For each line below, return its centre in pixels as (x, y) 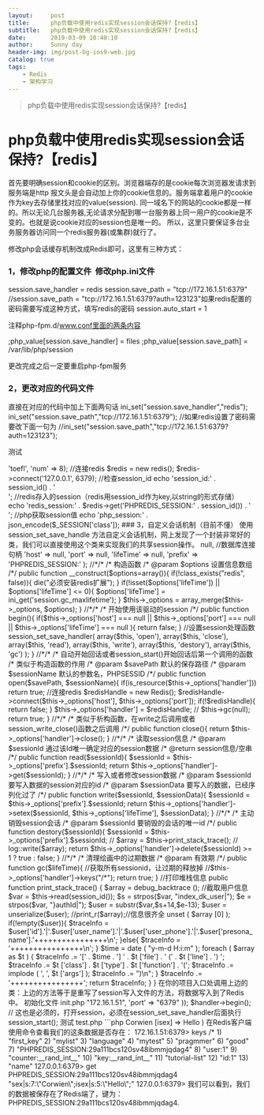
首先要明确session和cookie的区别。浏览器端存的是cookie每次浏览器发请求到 (132, 183)
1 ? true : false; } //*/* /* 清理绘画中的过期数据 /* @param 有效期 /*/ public (128, 858)
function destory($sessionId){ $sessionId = (79, 832)
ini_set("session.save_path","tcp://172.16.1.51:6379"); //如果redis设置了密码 (129, 417)
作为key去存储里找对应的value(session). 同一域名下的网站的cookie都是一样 (130, 203)
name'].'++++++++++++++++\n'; (63, 940)
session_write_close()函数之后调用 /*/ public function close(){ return (119, 729)
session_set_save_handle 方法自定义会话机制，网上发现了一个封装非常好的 (129, 535)
